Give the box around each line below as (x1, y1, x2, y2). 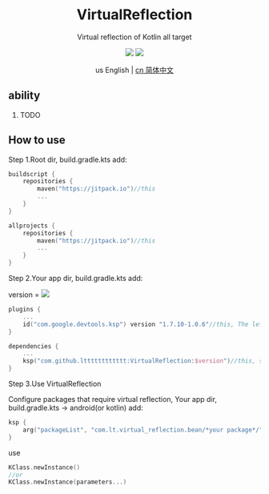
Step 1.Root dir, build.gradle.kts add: (8, 155, 127, 164)
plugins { (8, 306, 42, 314)
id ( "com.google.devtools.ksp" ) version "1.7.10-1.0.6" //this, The (22, 320, 249, 328)
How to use (8, 134, 66, 147)
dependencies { (8, 342, 59, 350)
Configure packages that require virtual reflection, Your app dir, (8, 395, 218, 404)
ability (8, 89, 41, 102)
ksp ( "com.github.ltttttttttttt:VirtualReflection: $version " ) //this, (22, 357, 256, 365)
